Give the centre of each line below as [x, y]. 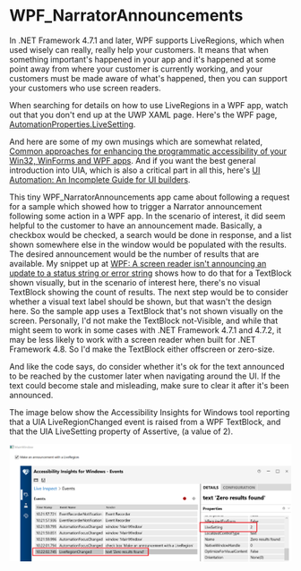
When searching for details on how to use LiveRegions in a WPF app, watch [149, 105]
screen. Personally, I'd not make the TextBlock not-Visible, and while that [144, 320]
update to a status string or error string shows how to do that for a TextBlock [150, 273]
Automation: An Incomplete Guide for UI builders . [100, 179]
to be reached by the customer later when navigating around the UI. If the [145, 376]
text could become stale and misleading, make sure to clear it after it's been [149, 385]
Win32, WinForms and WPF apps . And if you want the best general [133, 160]
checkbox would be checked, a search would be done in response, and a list [150, 234]
